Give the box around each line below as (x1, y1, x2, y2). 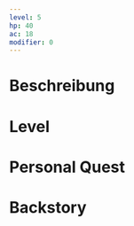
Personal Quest (9, 157, 126, 177)
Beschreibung (9, 76, 115, 96)
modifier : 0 (9, 37, 53, 47)
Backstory (9, 198, 87, 217)
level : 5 (9, 12, 42, 22)
